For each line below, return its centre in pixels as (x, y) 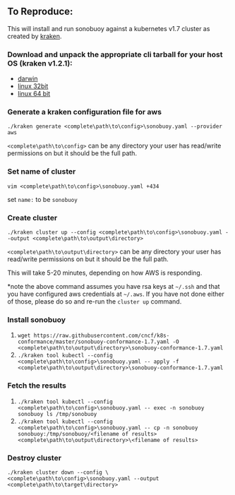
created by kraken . (35, 36)
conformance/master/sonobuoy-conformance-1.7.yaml (94, 342)
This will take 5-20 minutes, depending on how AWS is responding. (105, 273)
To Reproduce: (40, 12)
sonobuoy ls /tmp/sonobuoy (57, 414)
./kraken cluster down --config (55, 472)
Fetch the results (37, 386)
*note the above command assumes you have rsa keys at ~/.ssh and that (114, 286)
